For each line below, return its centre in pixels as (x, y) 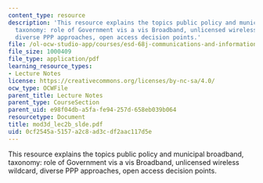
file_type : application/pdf (54, 59)
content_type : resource (47, 15)
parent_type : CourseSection (54, 102)
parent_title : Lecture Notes (56, 95)
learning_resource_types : (50, 66)
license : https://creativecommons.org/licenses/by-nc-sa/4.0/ (112, 81)
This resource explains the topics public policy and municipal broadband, (126, 154)
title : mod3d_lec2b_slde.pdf (56, 124)
